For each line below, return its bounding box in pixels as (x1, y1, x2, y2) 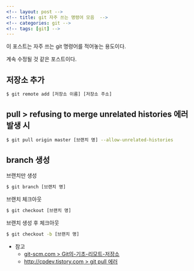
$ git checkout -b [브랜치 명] (6, 231, 80, 237)
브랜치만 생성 (6, 172, 37, 179)
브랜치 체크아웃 (6, 196, 42, 203)
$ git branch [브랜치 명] (6, 184, 66, 190)
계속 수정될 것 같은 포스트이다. (6, 55, 77, 63)
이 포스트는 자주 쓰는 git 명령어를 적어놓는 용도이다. (6, 43, 126, 50)
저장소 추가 (6, 75, 45, 85)
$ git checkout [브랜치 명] (6, 208, 71, 214)
